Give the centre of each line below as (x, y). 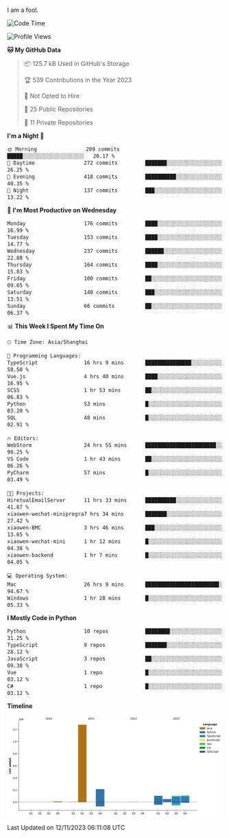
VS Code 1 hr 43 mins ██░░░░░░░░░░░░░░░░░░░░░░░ (115, 459)
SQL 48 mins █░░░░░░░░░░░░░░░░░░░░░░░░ (115, 418)
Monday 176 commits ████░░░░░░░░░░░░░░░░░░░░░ (115, 223)
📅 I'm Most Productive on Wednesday (62, 210)
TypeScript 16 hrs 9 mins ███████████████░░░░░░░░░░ (115, 363)
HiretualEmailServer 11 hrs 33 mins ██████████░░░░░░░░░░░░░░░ (115, 500)
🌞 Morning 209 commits (63, 149)
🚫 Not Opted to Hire (52, 96)
